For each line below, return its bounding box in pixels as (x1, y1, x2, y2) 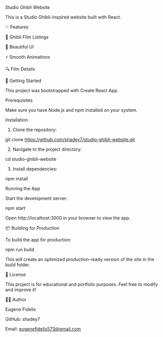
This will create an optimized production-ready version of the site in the (5, 257, 154, 262)
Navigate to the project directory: (12, 146, 82, 152)
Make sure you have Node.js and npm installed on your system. (5, 107, 138, 113)
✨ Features (5, 24, 29, 30)
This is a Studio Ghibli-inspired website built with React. (5, 14, 121, 20)
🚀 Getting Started (5, 78, 42, 83)
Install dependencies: (12, 166, 58, 172)
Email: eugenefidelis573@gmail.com (5, 326, 81, 332)
